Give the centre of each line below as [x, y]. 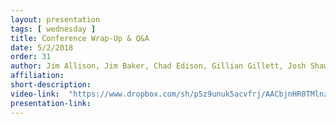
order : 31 [31, 57]
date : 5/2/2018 [42, 47]
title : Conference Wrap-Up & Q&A [80, 38]
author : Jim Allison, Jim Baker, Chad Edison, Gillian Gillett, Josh [158, 66]
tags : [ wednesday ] [53, 29]
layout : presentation [55, 19]
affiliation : [37, 76]
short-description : [51, 85]
